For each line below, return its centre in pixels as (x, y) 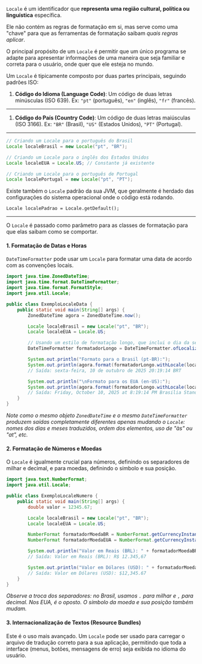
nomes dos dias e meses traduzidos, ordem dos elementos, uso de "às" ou (99, 429)
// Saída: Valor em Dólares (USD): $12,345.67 (87, 573)
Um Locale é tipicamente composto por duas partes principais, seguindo (96, 76)
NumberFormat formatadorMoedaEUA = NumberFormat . (91, 540)
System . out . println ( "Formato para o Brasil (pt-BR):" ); (99, 359)
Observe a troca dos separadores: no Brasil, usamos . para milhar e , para (100, 596)
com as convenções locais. (40, 266)
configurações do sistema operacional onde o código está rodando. (90, 197)
